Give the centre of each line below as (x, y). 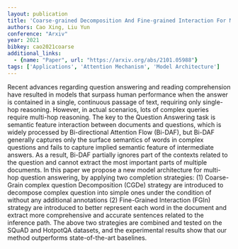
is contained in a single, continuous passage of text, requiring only (104, 102)
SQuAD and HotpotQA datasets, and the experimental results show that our (117, 230)
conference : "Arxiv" (38, 34)
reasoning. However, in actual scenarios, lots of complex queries (114, 109)
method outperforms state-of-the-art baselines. (77, 238)
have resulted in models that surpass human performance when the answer (118, 94)
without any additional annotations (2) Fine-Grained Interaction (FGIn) (109, 200)
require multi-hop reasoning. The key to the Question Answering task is (112, 117)
